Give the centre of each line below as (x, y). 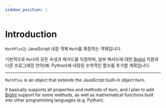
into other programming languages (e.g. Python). (55, 100)
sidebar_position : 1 (26, 10)
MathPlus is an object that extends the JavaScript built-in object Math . (75, 80)
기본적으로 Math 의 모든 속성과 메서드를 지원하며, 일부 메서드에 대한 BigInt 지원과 (82, 59)
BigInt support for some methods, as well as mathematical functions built (80, 95)
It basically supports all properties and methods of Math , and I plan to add (80, 89)
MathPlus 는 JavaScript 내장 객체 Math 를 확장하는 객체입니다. (63, 49)
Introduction (31, 34)
